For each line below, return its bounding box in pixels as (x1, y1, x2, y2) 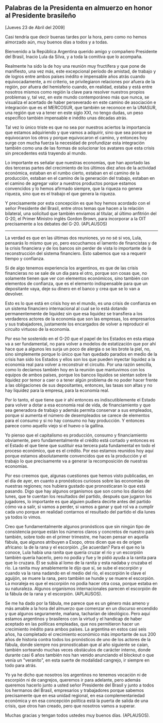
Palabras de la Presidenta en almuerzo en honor (5, 4, 153, 12)
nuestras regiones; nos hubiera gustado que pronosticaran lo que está (5, 483, 146, 489)
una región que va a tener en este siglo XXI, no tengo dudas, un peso (5, 110, 144, 115)
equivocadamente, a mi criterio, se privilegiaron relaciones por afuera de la (5, 78, 155, 84)
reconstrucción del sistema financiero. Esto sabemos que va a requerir (5, 250, 147, 256)
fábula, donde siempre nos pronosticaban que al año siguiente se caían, (5, 642, 149, 647)
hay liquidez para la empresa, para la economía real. (5, 387, 110, 393)
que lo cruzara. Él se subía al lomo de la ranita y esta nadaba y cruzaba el (5, 560, 152, 566)
